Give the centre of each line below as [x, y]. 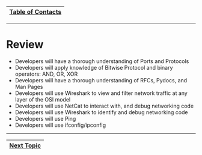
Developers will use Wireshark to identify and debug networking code [101, 112]
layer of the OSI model [43, 99]
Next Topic [25, 145]
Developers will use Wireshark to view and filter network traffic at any [101, 93]
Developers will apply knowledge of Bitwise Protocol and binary [94, 67]
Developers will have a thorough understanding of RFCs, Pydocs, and [101, 80]
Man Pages [29, 87]
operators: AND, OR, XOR [46, 74]
